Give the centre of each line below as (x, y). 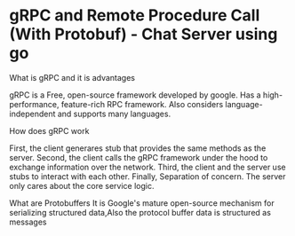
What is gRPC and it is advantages (72, 77)
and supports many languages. (114, 114)
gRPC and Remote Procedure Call (135, 16)
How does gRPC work (49, 130)
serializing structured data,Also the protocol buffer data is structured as (140, 212)
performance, (34, 104)
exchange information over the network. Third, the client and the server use (147, 167)
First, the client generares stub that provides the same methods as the (138, 148)
